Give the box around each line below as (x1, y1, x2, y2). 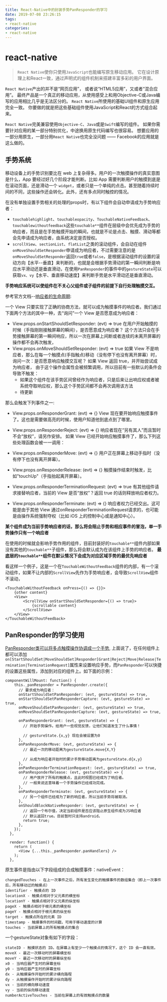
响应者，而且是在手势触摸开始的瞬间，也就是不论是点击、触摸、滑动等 (12, 228, 157, 234)
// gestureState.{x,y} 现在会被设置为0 (23, 733, 100, 738)
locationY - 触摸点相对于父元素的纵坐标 (5, 898, 81, 903)
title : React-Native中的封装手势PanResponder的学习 (5, 7, 108, 12)
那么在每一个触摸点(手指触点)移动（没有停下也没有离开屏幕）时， (25, 351, 160, 357)
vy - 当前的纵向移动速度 (5, 988, 50, 993)
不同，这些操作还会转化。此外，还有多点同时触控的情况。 (13, 189, 132, 195)
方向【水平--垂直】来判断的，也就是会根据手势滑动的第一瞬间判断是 (16, 259, 156, 265)
